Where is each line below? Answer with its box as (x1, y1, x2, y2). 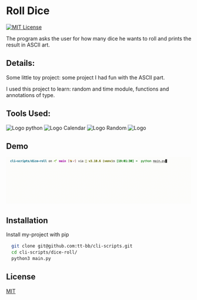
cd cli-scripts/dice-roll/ (11, 249, 78, 255)
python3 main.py (11, 255, 51, 261)
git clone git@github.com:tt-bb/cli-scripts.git (11, 243, 133, 249)
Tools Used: (6, 109, 51, 119)
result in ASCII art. (6, 41, 50, 48)
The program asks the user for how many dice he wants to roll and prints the (6, 35, 192, 42)
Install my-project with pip (6, 231, 69, 238)
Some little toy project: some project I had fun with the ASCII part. (6, 74, 165, 81)
